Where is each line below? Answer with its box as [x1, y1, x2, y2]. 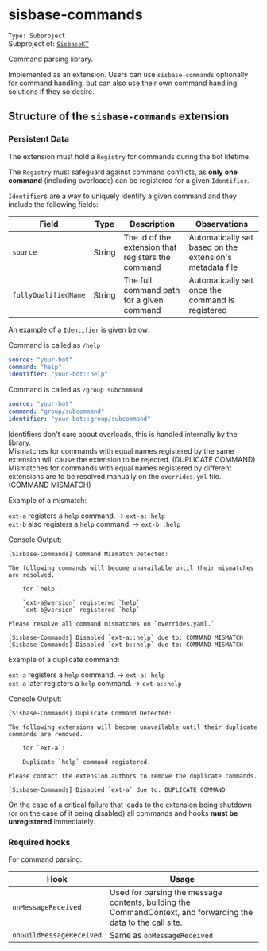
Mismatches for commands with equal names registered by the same [8, 446, 234, 455]
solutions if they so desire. [8, 86, 95, 96]
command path [123, 284, 180, 295]
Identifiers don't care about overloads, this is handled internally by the [8, 429, 238, 438]
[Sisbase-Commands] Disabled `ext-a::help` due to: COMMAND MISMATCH [8, 633, 244, 641]
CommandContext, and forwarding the [110, 907, 253, 918]
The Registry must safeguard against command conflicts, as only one [8, 167, 238, 177]
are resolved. [8, 571, 56, 579]
